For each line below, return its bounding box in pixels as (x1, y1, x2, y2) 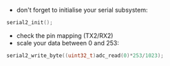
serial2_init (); (6, 19, 53, 26)
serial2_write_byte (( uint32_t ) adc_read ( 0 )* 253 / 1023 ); (6, 52, 164, 59)
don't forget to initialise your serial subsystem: (16, 6, 148, 14)
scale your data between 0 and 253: (16, 38, 120, 47)
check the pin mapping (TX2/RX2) (16, 31, 114, 40)
